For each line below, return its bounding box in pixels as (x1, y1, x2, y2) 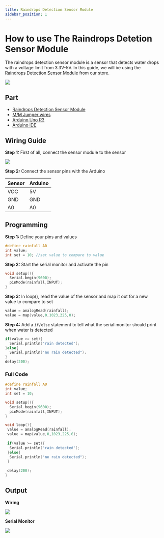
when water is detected (5, 327, 53, 333)
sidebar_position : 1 (5, 12, 48, 17)
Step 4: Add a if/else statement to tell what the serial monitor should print (5, 321, 157, 327)
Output (5, 486, 27, 495)
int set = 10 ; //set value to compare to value (5, 253, 105, 257)
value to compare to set (5, 299, 53, 305)
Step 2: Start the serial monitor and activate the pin (5, 261, 109, 267)
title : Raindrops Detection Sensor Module (5, 7, 93, 12)
